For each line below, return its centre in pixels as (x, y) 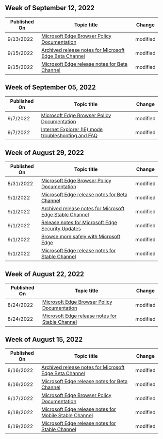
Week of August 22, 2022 (45, 274)
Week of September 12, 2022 (50, 8)
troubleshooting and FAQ (69, 135)
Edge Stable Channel (65, 215)
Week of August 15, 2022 (44, 339)
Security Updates (61, 229)
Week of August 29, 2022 (45, 153)
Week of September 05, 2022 (50, 87)
